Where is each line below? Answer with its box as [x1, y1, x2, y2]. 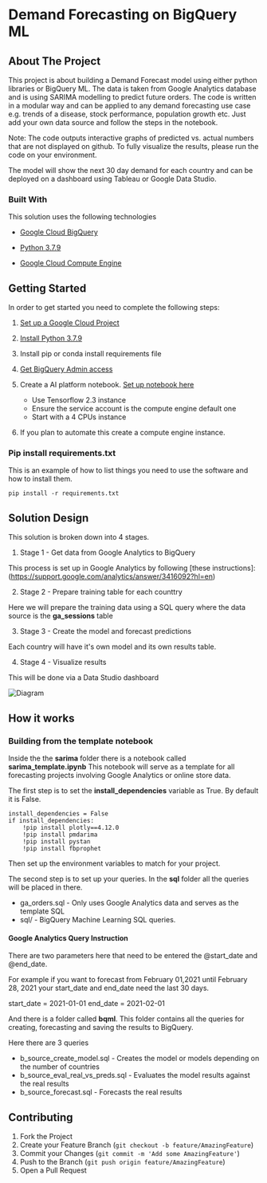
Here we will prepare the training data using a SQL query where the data [8, 603, 245, 612]
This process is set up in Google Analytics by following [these [8, 564, 211, 573]
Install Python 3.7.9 [19, 333, 82, 344]
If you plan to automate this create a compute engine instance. [19, 428, 226, 438]
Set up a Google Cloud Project [19, 318, 120, 328]
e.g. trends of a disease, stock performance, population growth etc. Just [8, 109, 246, 119]
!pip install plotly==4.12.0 [22, 823, 120, 831]
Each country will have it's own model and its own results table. [8, 642, 217, 651]
